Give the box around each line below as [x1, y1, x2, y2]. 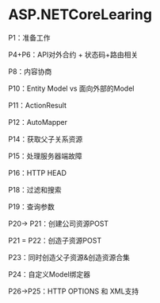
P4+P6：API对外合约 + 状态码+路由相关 [8, 49, 139, 59]
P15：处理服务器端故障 [8, 151, 82, 161]
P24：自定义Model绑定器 [8, 269, 91, 279]
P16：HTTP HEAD [8, 168, 67, 177]
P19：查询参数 [8, 201, 55, 212]
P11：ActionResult [8, 100, 67, 110]
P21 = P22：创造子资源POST [8, 235, 101, 245]
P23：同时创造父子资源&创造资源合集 [8, 252, 131, 262]
